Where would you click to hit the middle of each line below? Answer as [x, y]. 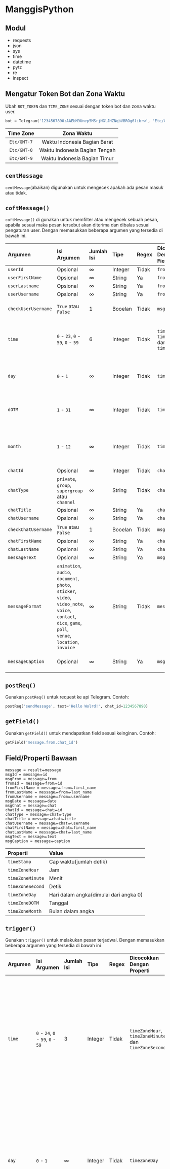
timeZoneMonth [25, 911]
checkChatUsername [30, 530]
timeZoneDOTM [24, 903]
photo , [64, 585]
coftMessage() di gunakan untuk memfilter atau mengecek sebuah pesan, [82, 220]
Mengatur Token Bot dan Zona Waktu [65, 94]
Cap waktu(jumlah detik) [78, 861]
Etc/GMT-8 [21, 150]
